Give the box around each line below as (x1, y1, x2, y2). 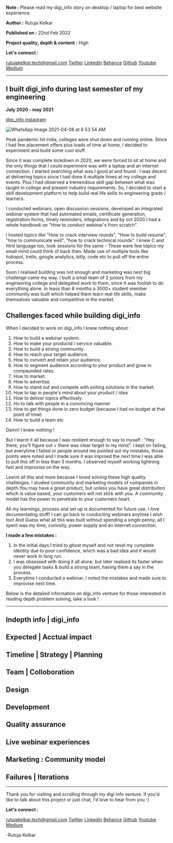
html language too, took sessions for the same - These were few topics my (6, 243, 164, 249)
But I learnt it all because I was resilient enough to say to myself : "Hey (6, 436, 155, 443)
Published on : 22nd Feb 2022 (6, 30, 71, 35)
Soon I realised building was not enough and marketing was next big (6, 269, 151, 275)
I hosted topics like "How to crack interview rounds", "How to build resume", (6, 231, 167, 238)
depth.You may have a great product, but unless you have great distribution (6, 485, 166, 491)
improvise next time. (13, 580, 56, 587)
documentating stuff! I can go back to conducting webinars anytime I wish (6, 511, 163, 517)
